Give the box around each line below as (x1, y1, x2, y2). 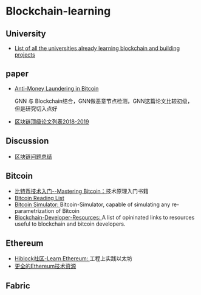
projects (14, 51, 36, 58)
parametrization (14, 207, 55, 215)
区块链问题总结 (14, 153, 52, 160)
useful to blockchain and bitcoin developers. (14, 220, 126, 227)
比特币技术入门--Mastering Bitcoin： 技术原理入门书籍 (14, 187, 149, 195)
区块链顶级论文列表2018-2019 (14, 117, 89, 125)
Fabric (5, 280, 31, 291)
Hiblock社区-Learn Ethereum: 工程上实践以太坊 (14, 255, 132, 262)
